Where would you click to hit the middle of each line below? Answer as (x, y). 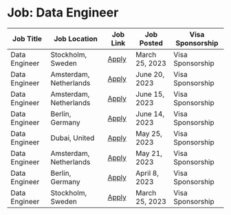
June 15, (150, 94)
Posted (151, 43)
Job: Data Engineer (63, 13)
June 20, (150, 74)
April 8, (147, 173)
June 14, (150, 113)
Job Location (76, 38)
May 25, (149, 133)
